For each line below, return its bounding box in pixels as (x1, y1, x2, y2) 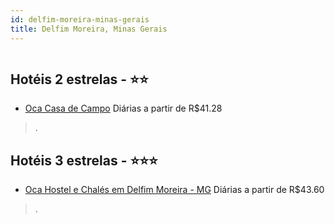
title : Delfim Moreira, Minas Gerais (10, 24, 168, 34)
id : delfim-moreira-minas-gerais (10, 14, 150, 25)
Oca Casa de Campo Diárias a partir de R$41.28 (24, 102, 223, 115)
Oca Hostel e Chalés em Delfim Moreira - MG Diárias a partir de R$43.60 (24, 184, 325, 196)
